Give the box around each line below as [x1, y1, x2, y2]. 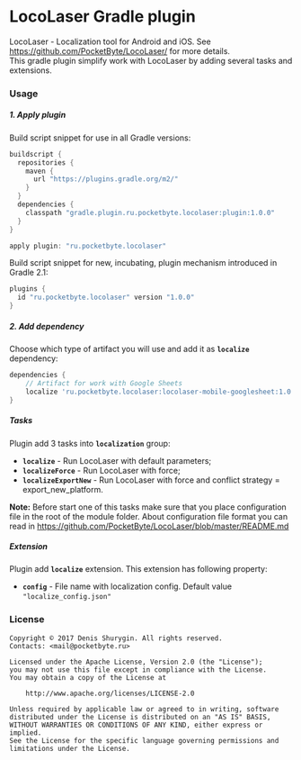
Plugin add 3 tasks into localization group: [9, 438, 171, 448]
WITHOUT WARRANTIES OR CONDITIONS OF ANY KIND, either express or [9, 720, 263, 729]
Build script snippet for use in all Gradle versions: [9, 132, 191, 143]
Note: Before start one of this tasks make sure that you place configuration [9, 502, 288, 512]
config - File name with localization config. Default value [22, 581, 232, 592]
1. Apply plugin [9, 110, 66, 121]
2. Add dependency [9, 321, 84, 331]
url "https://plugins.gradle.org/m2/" [32, 175, 179, 184]
